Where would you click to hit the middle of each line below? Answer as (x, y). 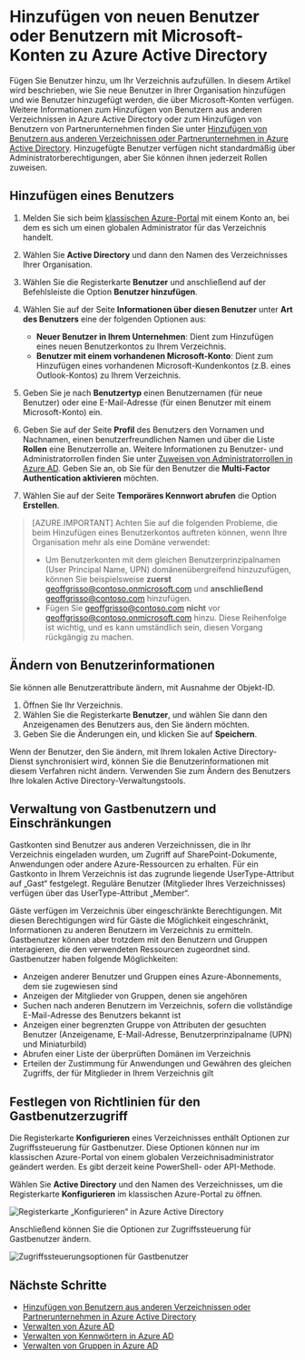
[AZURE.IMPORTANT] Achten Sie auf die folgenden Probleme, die (155, 522)
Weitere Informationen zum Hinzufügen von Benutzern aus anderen (136, 109)
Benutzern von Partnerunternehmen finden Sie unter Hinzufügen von (138, 128)
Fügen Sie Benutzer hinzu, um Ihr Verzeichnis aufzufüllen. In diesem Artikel (150, 80)
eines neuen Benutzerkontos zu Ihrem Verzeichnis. (131, 346)
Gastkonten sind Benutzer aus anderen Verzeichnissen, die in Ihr (130, 845)
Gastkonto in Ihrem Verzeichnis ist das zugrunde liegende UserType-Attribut (152, 874)
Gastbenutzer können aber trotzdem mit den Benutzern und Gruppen (138, 940)
